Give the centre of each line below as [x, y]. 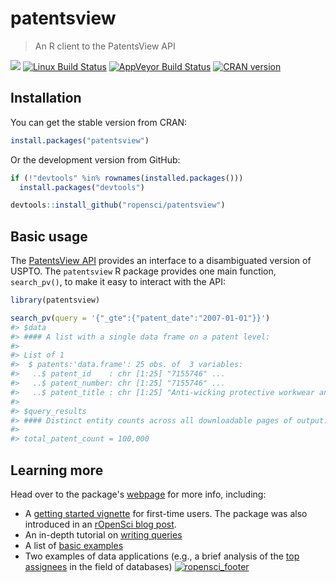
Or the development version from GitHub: [95, 159]
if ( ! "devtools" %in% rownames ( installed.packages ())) [127, 178]
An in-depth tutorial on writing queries [103, 535]
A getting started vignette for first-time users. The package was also [166, 513]
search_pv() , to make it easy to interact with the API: [118, 282]
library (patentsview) [55, 300]
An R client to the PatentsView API [105, 46]
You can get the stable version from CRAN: [99, 122]
